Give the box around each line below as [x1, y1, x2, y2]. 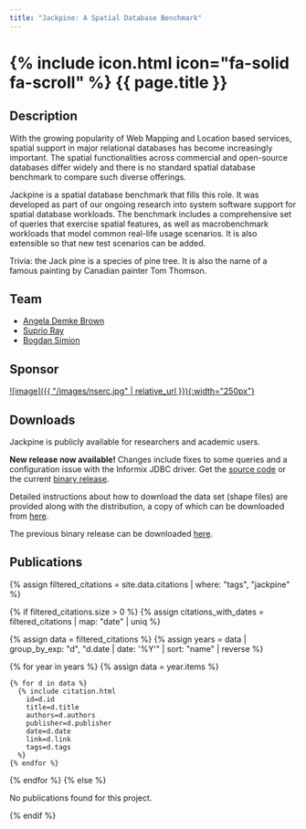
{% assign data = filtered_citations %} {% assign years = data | [9, 634, 247, 645]
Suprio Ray [22, 325, 65, 336]
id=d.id [26, 695, 55, 704]
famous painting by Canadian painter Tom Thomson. [9, 265, 207, 276]
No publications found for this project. [9, 792, 153, 803]
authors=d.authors [26, 710, 96, 719]
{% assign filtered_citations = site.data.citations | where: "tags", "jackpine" [9, 579, 290, 590]
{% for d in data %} [9, 678, 89, 687]
